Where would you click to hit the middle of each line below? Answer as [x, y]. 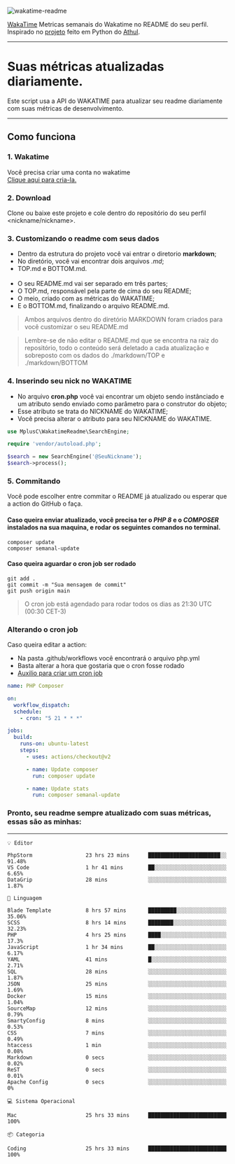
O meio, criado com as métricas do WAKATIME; [86, 298]
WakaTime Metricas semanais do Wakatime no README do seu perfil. [108, 24]
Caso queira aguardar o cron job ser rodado [72, 564]
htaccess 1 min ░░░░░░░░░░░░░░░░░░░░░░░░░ [117, 1045]
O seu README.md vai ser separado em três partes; [92, 284]
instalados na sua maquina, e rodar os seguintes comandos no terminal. [114, 527]
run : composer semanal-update [76, 795]
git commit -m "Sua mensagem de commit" [67, 585]
